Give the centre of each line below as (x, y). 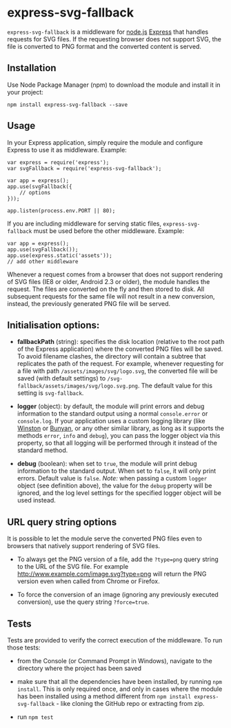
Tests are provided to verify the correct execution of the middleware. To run (115, 640)
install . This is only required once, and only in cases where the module (120, 689)
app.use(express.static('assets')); (60, 255)
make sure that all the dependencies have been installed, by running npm (120, 681)
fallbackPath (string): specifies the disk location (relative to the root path (121, 342)
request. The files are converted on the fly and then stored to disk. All (106, 289)
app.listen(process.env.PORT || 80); (61, 211)
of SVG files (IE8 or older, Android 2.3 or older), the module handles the (109, 281)
